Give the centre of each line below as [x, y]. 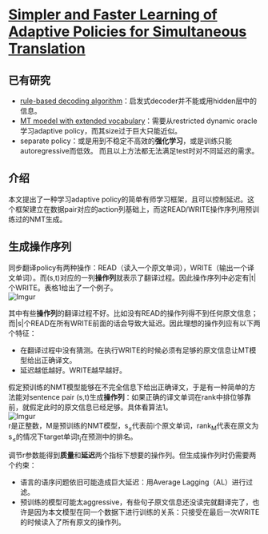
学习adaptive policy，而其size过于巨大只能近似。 [101, 131]
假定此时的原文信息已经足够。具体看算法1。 [101, 407]
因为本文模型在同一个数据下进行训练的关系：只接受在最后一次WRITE [147, 512]
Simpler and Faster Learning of [113, 15]
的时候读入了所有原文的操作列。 [72, 522]
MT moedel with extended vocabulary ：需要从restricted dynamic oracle [138, 121]
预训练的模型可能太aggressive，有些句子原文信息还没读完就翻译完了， [136, 502]
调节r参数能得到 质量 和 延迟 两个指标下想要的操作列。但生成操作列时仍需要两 [132, 455]
